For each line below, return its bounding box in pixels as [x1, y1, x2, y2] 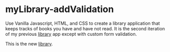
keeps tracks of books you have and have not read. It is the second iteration [5, 25, 165, 31]
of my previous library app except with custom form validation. [5, 31, 137, 37]
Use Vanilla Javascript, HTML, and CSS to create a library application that [5, 20, 160, 26]
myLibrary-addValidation [5, 4, 114, 15]
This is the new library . [5, 40, 53, 46]
